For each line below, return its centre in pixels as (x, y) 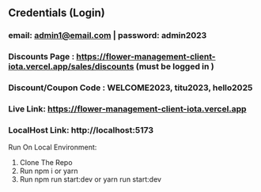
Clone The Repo (46, 163)
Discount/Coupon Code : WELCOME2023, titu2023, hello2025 (130, 88)
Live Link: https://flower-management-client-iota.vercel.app (127, 109)
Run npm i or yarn (49, 171)
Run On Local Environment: (53, 147)
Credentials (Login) (57, 13)
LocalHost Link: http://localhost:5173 (81, 130)
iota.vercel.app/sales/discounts (71, 66)
